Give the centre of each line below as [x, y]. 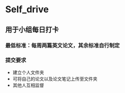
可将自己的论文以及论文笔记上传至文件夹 [55, 79]
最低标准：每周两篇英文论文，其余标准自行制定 [63, 45]
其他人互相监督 [28, 85]
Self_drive [27, 9]
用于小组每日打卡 [32, 29]
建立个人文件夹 [28, 72]
